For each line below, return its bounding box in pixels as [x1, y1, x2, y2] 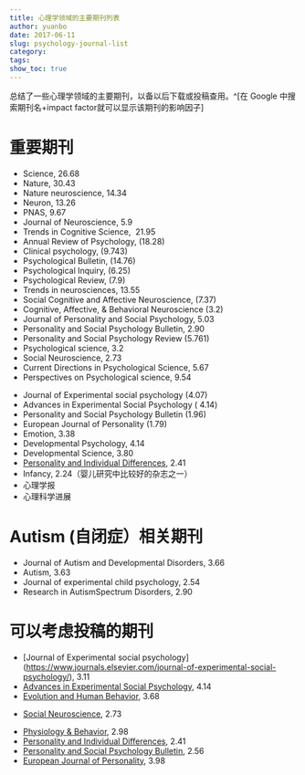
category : [9, 47, 47, 57]
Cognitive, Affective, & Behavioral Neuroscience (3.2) [22, 303, 224, 315]
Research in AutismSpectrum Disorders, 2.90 [22, 586, 194, 597]
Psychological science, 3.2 [22, 342, 124, 353]
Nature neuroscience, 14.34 [22, 187, 128, 198]
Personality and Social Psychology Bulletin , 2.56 [22, 745, 205, 756]
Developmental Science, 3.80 [22, 447, 134, 458]
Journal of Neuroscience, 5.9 [22, 216, 133, 227]
